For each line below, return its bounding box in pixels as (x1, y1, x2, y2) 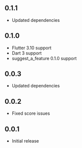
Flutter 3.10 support (11, 45, 52, 51)
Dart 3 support (11, 50, 42, 56)
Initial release (11, 138, 39, 144)
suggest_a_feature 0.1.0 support (11, 55, 77, 61)
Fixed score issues (11, 110, 50, 116)
